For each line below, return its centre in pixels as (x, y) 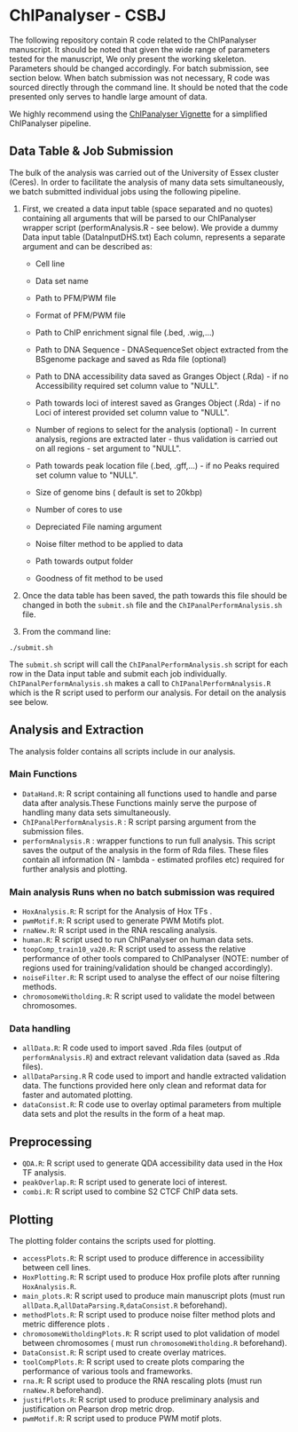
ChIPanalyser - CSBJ (88, 16)
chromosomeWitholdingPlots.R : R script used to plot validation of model (151, 1333)
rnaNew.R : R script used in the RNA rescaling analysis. (120, 930)
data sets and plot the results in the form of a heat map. (124, 1114)
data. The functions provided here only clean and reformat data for (144, 1086)
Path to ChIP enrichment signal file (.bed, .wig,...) (125, 332)
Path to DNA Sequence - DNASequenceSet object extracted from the (162, 349)
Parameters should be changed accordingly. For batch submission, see (139, 68)
